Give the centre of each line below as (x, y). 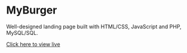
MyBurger (32, 10)
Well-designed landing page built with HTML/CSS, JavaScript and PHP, (94, 26)
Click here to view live (33, 44)
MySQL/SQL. (22, 32)
